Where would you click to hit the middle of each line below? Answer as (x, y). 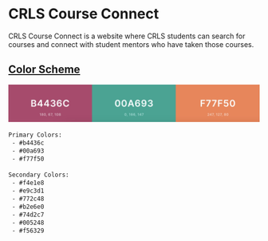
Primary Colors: (35, 135)
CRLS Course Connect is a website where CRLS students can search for (127, 36)
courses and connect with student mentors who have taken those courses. (131, 44)
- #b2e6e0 (28, 207)
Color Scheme (44, 70)
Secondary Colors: (39, 175)
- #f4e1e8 (28, 183)
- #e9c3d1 (28, 191)
